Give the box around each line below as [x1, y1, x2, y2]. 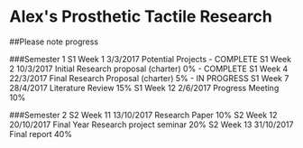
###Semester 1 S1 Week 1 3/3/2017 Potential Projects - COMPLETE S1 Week [9, 53, 291, 64]
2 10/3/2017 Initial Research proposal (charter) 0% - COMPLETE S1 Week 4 [9, 63, 289, 74]
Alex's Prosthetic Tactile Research [9, 6, 272, 27]
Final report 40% [9, 128, 72, 139]
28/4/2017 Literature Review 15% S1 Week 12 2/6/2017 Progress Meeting [9, 82, 280, 93]
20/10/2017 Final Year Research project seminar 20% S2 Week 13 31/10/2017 [9, 119, 294, 130]
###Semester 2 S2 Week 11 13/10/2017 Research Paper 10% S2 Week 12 [9, 109, 278, 120]
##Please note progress [9, 36, 99, 47]
